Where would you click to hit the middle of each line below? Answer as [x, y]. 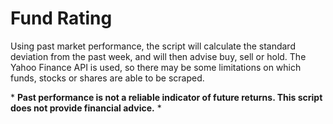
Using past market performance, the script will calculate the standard [153, 46]
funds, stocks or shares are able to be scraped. [107, 78]
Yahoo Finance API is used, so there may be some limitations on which [156, 67]
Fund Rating [61, 18]
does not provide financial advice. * [86, 108]
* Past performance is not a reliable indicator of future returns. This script [166, 97]
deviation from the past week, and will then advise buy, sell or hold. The [158, 56]
